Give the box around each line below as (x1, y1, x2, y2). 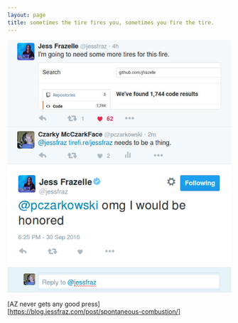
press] (81, 300, 101, 308)
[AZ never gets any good (7, 300, 80, 308)
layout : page (7, 11, 46, 18)
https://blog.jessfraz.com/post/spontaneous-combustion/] (9, 307, 181, 316)
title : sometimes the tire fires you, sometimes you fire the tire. (7, 18, 215, 26)
